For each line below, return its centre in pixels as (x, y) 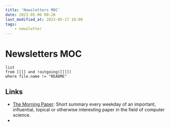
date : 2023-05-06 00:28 (31, 15)
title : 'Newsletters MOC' (33, 10)
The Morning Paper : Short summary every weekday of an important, (84, 104)
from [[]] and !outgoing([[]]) (38, 72)
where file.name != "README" (36, 77)
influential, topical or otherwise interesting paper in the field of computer (89, 109)
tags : (11, 24)
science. (22, 115)
